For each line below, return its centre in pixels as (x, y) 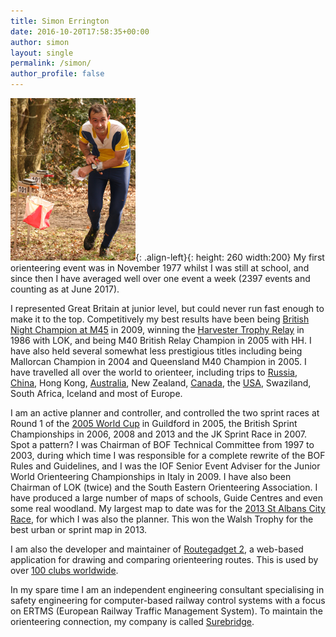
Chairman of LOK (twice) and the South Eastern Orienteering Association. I (164, 487)
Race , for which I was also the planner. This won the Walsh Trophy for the (162, 519)
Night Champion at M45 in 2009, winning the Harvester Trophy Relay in (157, 329)
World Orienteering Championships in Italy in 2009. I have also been (151, 476)
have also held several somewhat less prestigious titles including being (156, 351)
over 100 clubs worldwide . (64, 570)
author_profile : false (57, 74)
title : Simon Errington (60, 21)
